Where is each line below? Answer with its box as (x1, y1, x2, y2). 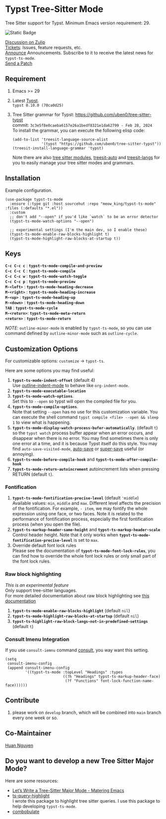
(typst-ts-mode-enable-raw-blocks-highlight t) (9, 232, 110, 237)
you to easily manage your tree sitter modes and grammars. (12, 160, 135, 165)
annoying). (12, 451, 35, 457)
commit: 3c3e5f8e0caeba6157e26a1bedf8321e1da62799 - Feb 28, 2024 (12, 122, 153, 128)
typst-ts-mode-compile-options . (12, 404, 78, 409)
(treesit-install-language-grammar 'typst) (12, 146, 104, 151)
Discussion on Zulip (5, 39, 46, 45)
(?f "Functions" (65, 678, 99, 684)
